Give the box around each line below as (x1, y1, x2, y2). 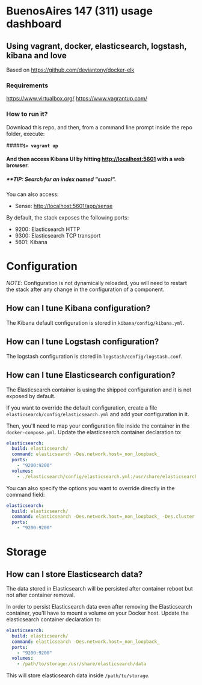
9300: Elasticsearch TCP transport (14, 232, 101, 239)
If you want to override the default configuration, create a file (6, 404, 158, 411)
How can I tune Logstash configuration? (6, 337, 159, 347)
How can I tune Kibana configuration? (6, 303, 151, 313)
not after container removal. (6, 591, 75, 599)
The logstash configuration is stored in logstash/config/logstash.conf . (6, 352, 183, 360)
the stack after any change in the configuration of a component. (6, 286, 165, 293)
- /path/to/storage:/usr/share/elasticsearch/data (17, 661, 147, 667)
